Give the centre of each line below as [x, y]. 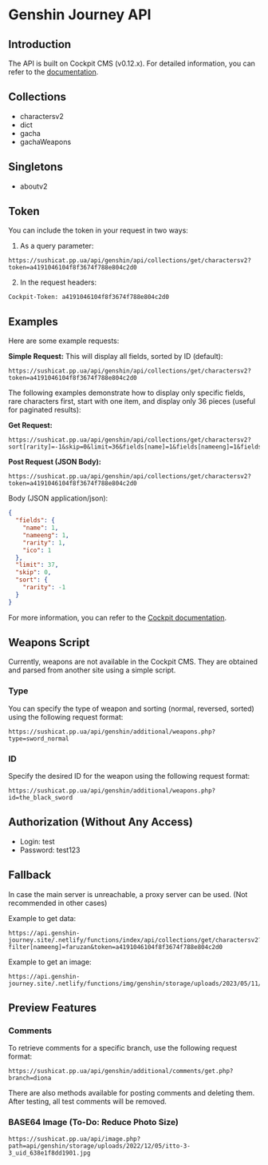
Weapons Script [49, 642]
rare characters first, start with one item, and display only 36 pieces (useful [132, 401]
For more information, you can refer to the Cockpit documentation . [118, 617]
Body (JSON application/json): [58, 498]
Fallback [30, 875]
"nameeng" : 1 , [46, 535]
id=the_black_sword [41, 798]
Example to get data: [42, 918]
